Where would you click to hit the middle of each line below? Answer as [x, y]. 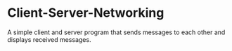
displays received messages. [49, 39]
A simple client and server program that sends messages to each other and [116, 32]
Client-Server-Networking [86, 13]
